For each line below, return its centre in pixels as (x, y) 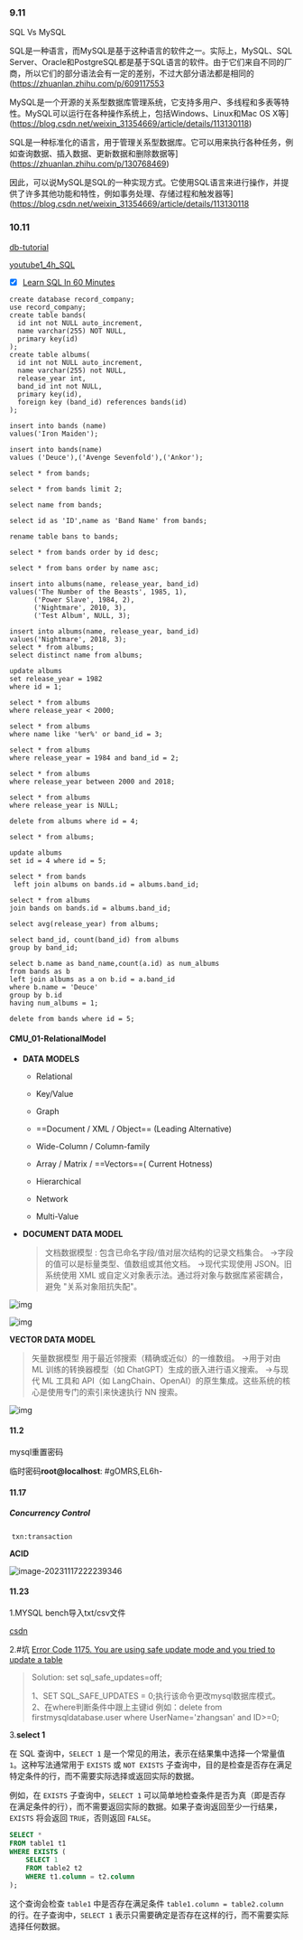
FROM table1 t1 (38, 1843)
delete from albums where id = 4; (74, 821)
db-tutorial (29, 247)
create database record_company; (72, 299)
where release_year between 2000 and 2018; (92, 782)
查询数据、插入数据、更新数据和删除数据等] (97, 154)
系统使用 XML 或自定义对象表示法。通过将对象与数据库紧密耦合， (166, 1275)
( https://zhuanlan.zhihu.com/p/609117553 (87, 84)
